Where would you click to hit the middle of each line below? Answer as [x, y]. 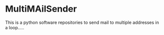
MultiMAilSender [41, 9]
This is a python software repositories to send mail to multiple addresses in [82, 22]
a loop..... [15, 27]
